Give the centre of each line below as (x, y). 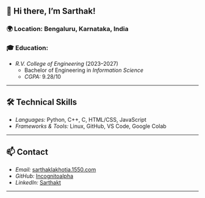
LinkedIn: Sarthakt (38, 183)
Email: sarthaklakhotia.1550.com (56, 170)
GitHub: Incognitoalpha (44, 176)
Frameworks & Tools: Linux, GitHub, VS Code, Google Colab (91, 126)
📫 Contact (27, 152)
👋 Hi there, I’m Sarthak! (51, 11)
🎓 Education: (27, 48)
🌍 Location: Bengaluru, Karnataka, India (67, 29)
